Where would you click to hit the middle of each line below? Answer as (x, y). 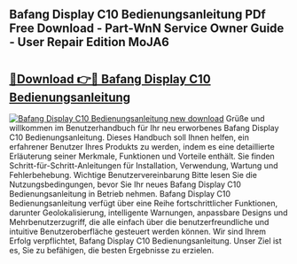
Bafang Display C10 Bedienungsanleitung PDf (137, 15)
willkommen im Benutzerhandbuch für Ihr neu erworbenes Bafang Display (144, 128)
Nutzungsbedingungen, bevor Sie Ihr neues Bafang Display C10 (125, 184)
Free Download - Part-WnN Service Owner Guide (147, 29)
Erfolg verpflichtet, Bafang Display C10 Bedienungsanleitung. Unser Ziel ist (145, 241)
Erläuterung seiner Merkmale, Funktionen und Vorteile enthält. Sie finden (142, 156)
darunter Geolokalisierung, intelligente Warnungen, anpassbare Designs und (148, 213)
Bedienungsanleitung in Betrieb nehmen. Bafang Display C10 (120, 194)
